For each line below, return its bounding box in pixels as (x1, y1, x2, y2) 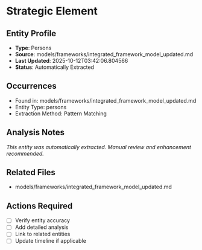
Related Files (6, 167, 56, 178)
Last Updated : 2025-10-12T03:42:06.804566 (14, 57, 128, 64)
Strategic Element (6, 4, 98, 18)
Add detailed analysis (14, 223, 69, 231)
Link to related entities (14, 231, 71, 238)
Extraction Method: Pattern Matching (14, 110, 107, 117)
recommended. (6, 150, 44, 157)
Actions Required (6, 200, 73, 211)
